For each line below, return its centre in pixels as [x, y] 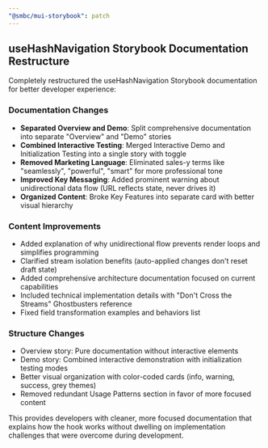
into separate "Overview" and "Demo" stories [96, 136]
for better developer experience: [63, 89]
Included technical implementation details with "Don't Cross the [126, 295]
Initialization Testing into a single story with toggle [103, 154]
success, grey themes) [58, 386]
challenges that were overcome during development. [96, 435]
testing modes [44, 368]
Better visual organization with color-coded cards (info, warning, [128, 377]
